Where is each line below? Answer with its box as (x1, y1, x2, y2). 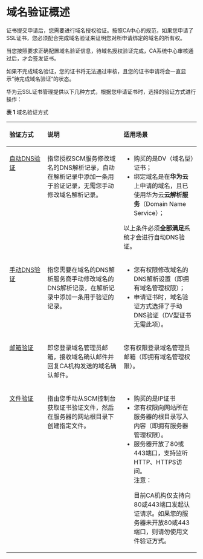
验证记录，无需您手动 (53, 181, 114, 190)
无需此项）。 (134, 320, 167, 328)
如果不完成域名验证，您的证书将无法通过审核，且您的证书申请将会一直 (6, 67, 181, 74)
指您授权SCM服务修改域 (47, 154, 116, 162)
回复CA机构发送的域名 (47, 362, 111, 370)
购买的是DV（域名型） (134, 154, 194, 162)
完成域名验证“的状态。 (19, 75, 75, 82)
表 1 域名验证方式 (6, 108, 49, 116)
